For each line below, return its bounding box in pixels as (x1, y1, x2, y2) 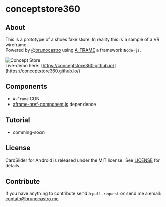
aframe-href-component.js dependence (12, 101, 96, 107)
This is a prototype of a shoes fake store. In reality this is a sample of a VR (5, 36, 160, 42)
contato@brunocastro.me (5, 196, 59, 202)
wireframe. (5, 42, 28, 48)
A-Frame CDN (12, 95, 40, 101)
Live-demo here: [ (5, 63, 43, 68)
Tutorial (5, 116, 30, 124)
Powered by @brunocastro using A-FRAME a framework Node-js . (5, 47, 141, 53)
